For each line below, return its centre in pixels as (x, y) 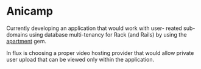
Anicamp (30, 11)
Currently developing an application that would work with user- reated (94, 28)
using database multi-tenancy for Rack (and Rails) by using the (108, 34)
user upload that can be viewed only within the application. (80, 59)
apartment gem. (26, 41)
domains (17, 34)
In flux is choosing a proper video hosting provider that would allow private (100, 53)
